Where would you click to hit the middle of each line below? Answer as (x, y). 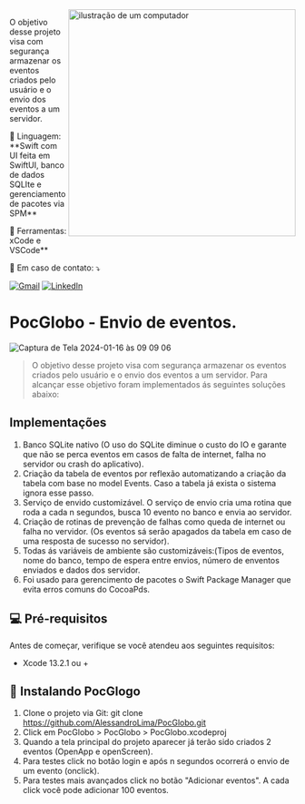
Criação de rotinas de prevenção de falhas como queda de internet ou (154, 522)
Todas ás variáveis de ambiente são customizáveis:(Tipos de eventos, (153, 550)
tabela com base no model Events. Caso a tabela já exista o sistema (149, 483)
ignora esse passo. (58, 493)
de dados (27, 175)
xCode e (25, 240)
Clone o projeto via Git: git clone (83, 713)
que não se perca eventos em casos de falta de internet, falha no (144, 454)
